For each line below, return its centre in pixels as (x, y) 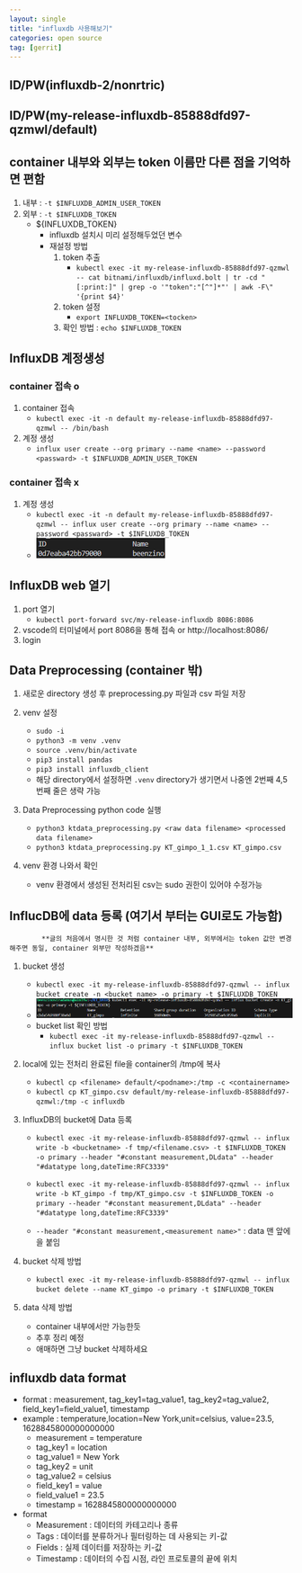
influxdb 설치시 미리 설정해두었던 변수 (115, 235)
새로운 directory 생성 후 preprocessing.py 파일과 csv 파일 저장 (134, 693)
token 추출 (81, 257)
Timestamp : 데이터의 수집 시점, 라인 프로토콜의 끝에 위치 (137, 1559)
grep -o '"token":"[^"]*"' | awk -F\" (201, 287)
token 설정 (81, 307)
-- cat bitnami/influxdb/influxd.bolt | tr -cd (167, 277)
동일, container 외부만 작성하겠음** (93, 949)
